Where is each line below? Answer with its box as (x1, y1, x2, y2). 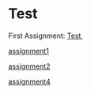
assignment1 (8, 46, 49, 55)
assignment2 (8, 61, 51, 71)
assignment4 (8, 77, 51, 86)
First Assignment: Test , (8, 31, 83, 40)
